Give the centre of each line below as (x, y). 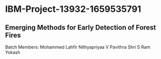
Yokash (13, 52)
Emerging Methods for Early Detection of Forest (81, 28)
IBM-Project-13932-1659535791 (73, 9)
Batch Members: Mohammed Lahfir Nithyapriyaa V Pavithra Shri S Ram (78, 47)
